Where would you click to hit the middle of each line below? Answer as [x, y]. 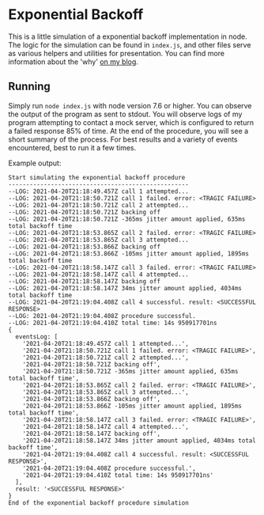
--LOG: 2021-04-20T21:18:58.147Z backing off [84, 281]
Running [30, 87]
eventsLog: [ [37, 337]
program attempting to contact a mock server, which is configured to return [131, 122]
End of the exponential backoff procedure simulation [99, 503]
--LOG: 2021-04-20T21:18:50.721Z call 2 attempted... [99, 205]
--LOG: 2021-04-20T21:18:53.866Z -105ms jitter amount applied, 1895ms [128, 254]
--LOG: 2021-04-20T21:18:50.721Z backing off [84, 212]
